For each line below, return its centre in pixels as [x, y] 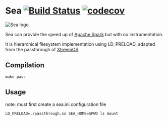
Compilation [25, 65]
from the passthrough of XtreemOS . [42, 49]
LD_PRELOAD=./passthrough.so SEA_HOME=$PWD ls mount [62, 113]
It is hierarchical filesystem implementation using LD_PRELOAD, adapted [80, 44]
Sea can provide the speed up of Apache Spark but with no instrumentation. [84, 34]
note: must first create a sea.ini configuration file [56, 104]
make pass [16, 77]
